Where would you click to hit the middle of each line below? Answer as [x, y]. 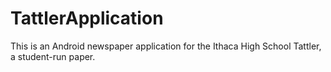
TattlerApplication [87, 18]
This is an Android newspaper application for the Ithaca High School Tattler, [166, 46]
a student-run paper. [53, 56]
